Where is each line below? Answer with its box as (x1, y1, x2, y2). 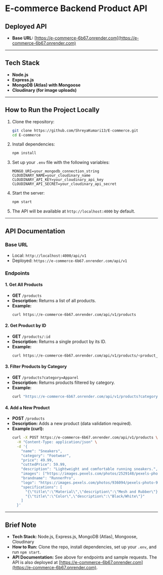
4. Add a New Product (5, 405, 50, 411)
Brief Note (5, 521, 36, 529)
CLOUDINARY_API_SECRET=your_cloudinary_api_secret (12, 181, 117, 187)
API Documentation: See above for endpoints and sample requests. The (12, 554, 157, 560)
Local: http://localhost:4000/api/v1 (12, 252, 86, 258)
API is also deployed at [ (12, 559, 61, 565)
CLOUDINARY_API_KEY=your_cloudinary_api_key (12, 178, 104, 182)
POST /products (12, 415, 45, 421)
